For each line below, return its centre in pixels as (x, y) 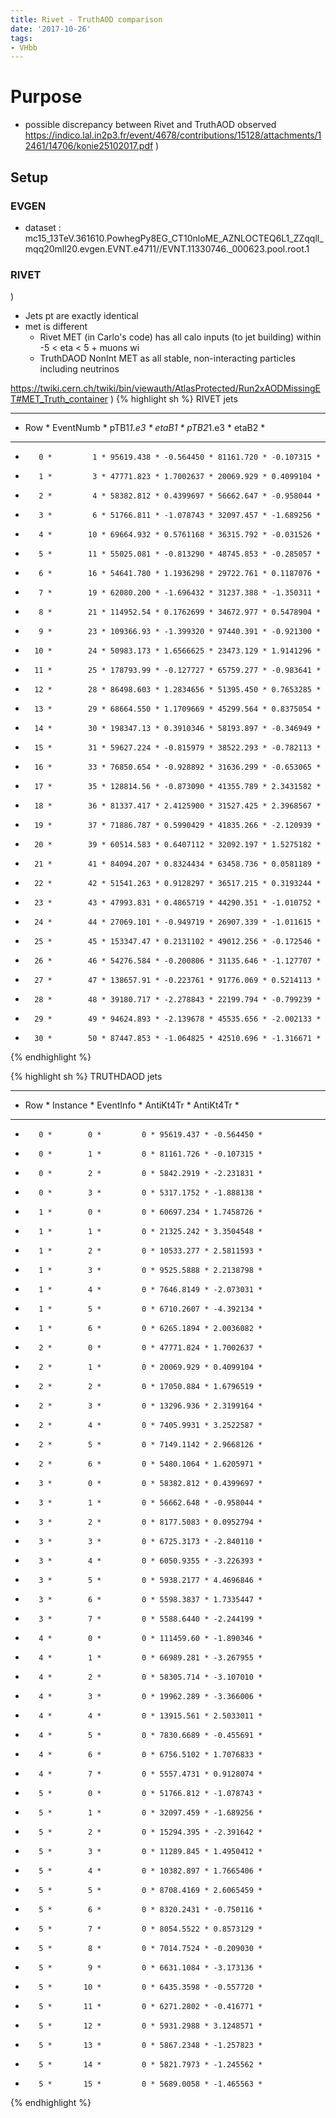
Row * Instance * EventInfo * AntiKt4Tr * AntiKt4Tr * (132, 1105)
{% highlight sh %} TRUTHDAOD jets (86, 1077)
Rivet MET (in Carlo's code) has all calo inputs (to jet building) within (180, 337)
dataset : (43, 227)
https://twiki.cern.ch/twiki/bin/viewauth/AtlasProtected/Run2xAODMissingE (165, 388)
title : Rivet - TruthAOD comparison (86, 19)
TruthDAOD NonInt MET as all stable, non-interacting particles (167, 358)
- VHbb (24, 47)
